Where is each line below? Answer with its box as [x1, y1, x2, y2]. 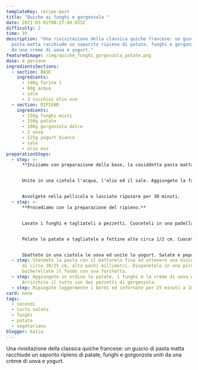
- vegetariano [11, 323, 46, 329]
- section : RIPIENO [11, 101, 60, 108]
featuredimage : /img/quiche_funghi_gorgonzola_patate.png [6, 52, 151, 58]
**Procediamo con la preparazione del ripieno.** [21, 204, 146, 210]
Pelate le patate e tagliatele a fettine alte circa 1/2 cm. [21, 236, 176, 242]
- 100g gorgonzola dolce [21, 124, 83, 130]
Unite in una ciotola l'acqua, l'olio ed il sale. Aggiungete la [21, 178, 186, 184]
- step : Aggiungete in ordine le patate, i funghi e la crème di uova [11, 274, 189, 280]
